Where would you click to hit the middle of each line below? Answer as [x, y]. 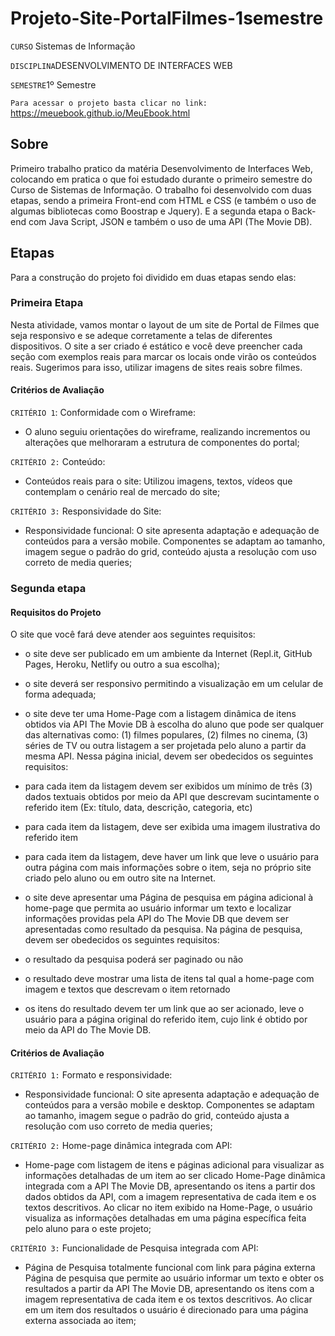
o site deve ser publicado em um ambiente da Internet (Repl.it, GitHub [168, 654]
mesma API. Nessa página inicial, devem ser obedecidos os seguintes [169, 756]
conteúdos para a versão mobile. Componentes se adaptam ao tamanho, [175, 541]
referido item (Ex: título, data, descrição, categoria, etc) [138, 808]
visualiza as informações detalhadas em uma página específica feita [165, 1218]
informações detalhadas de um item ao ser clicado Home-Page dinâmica [175, 1176]
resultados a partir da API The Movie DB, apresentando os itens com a [169, 1289]
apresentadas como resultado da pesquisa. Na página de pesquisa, [163, 929]
